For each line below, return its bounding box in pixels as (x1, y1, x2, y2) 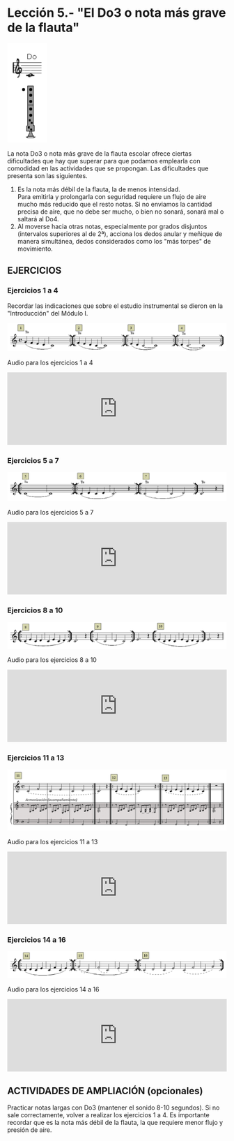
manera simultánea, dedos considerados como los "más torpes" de (17, 237, 211, 245)
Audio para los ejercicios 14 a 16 (7, 985, 100, 993)
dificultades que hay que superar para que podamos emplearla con (7, 156, 201, 165)
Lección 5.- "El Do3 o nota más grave (7, 5, 226, 21)
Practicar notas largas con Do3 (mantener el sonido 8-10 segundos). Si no (7, 1103, 220, 1112)
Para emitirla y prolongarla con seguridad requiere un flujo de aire (17, 192, 207, 200)
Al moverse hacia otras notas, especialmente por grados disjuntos (17, 222, 208, 230)
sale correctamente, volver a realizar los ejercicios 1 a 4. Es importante (7, 1111, 210, 1119)
